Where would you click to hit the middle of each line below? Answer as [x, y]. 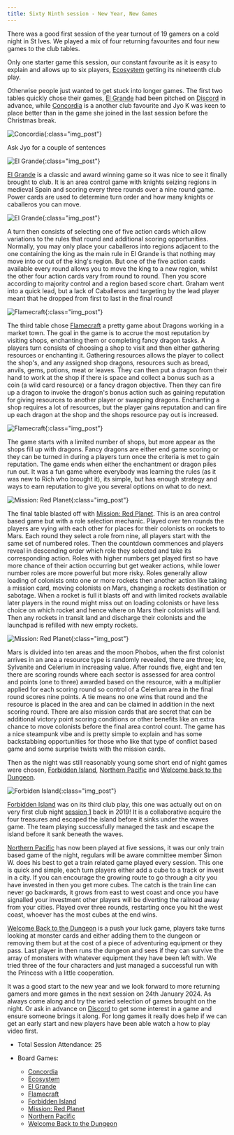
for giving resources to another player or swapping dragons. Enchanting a [114, 400]
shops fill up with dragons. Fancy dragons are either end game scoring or [113, 449]
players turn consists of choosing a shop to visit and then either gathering [114, 348]
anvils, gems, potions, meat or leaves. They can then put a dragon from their [117, 370]
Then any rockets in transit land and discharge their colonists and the [107, 617]
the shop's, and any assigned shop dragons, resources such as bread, [109, 362]
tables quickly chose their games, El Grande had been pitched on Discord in [116, 98]
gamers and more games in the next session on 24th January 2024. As [109, 994]
